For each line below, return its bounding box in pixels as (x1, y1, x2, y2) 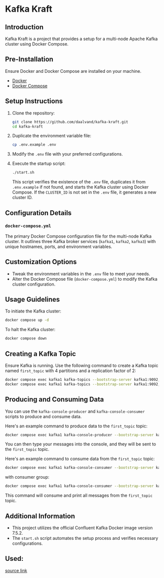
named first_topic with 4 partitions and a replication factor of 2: (5, 368, 136, 374)
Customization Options (5, 258, 77, 266)
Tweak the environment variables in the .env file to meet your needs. (12, 270, 150, 277)
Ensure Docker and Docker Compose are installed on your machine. (5, 68, 142, 74)
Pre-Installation (5, 55, 54, 64)
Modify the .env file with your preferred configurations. (12, 151, 123, 157)
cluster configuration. (12, 281, 56, 287)
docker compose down (5, 336, 47, 341)
